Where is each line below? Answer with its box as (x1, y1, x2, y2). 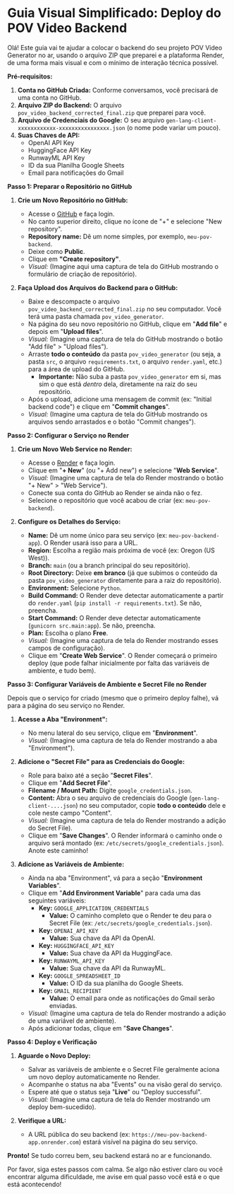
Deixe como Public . (27, 247, 86, 255)
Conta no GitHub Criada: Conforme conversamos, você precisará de (17, 86, 218, 94)
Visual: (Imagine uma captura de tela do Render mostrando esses (27, 636, 218, 644)
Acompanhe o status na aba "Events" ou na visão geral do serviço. (27, 1080, 223, 1089)
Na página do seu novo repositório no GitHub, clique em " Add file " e (27, 320, 228, 328)
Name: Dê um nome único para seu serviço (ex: (27, 531, 168, 539)
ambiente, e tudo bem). (27, 666, 97, 675)
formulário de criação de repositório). (27, 269, 137, 278)
